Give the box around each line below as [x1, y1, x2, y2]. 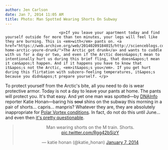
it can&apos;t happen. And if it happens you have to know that [5, 61, 142, 66]
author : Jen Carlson [5, 7, 48, 12]
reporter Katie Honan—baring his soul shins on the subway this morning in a [5, 98, 162, 105]
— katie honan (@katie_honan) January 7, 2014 [41, 139, 139, 145]
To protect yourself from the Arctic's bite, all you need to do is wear [5, 83, 144, 89]
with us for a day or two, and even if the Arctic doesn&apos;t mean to [5, 52, 160, 57]
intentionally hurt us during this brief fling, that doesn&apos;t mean [5, 56, 160, 61]
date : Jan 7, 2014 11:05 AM [5, 12, 64, 17]
